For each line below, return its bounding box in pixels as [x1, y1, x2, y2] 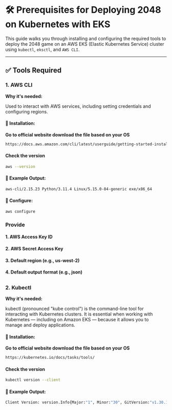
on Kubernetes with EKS [5, 18, 111, 30]
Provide [5, 221, 25, 228]
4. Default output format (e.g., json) [5, 269, 83, 275]
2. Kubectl [5, 284, 32, 291]
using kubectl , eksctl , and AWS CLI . [5, 46, 80, 52]
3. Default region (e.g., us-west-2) [5, 257, 80, 263]
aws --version [5, 164, 36, 169]
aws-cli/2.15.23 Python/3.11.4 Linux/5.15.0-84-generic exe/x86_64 [5, 186, 153, 191]
